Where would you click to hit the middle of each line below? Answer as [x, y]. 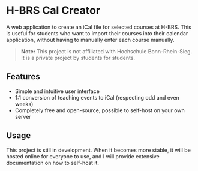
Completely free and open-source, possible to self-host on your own [100, 110]
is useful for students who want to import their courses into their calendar [97, 33]
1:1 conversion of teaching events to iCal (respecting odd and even [97, 97]
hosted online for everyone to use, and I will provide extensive [83, 156]
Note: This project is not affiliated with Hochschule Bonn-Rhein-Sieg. [106, 51]
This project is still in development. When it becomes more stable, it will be [98, 150]
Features [23, 76]
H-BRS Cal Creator [53, 10]
